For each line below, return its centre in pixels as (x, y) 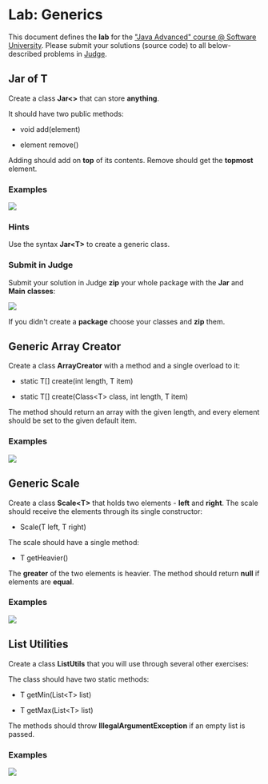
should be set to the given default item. (73, 420)
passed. (22, 734)
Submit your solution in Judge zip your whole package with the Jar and (126, 282)
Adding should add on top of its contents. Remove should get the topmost (131, 160)
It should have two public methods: (66, 113)
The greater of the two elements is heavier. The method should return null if (134, 573)
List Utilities (38, 645)
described (25, 54)
